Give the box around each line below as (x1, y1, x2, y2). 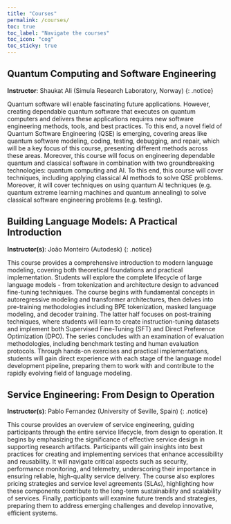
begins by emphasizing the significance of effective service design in (7, 435, 205, 444)
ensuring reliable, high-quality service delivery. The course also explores (7, 472, 215, 480)
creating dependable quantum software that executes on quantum (7, 107, 196, 115)
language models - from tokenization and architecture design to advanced (7, 280, 219, 288)
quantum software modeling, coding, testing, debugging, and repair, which (7, 137, 220, 145)
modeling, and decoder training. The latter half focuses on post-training (7, 310, 212, 318)
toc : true (7, 23, 36, 30)
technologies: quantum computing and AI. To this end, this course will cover (7, 166, 223, 174)
